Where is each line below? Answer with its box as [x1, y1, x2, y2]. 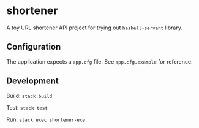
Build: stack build [6, 92, 53, 99]
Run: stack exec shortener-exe [6, 116, 86, 123]
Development [6, 76, 59, 86]
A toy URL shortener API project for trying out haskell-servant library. [6, 24, 182, 31]
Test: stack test [6, 104, 48, 111]
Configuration [6, 42, 61, 52]
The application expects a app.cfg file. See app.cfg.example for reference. [6, 58, 193, 65]
